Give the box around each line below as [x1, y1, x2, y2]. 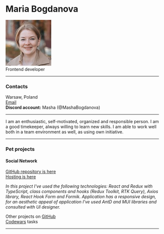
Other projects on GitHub [5, 213, 56, 219]
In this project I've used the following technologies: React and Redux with [5, 183, 153, 189]
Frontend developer [5, 66, 45, 72]
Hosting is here [5, 174, 36, 180]
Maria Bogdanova [5, 3, 78, 15]
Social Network [5, 158, 37, 164]
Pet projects [5, 146, 35, 152]
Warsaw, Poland [5, 94, 38, 100]
